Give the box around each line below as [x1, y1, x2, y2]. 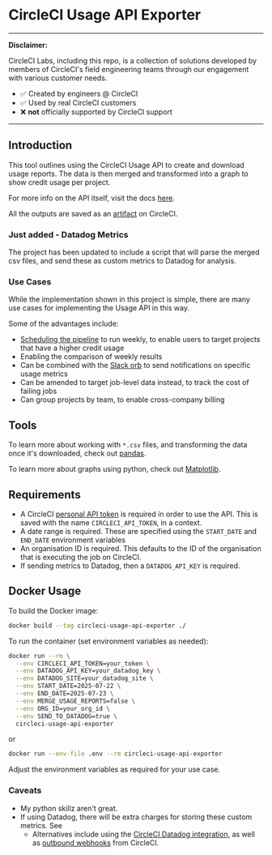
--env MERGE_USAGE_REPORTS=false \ [15, 697, 136, 705]
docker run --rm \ [8, 652, 70, 660]
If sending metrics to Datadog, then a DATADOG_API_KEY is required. [19, 561, 240, 571]
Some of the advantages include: [8, 318, 119, 329]
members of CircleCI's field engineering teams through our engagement [8, 64, 249, 74]
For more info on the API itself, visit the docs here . [8, 193, 176, 203]
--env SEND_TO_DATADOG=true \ [15, 712, 117, 720]
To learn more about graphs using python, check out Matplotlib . [8, 464, 221, 474]
